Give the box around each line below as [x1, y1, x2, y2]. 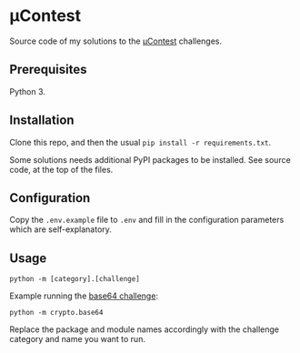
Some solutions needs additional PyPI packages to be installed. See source [9, 154, 291, 165]
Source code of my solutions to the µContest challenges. [9, 35, 223, 46]
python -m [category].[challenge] [9, 275, 141, 284]
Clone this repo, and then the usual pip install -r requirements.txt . [9, 136, 272, 147]
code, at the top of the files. [9, 164, 114, 175]
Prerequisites [9, 62, 87, 77]
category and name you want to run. [9, 334, 145, 345]
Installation [9, 113, 75, 128]
